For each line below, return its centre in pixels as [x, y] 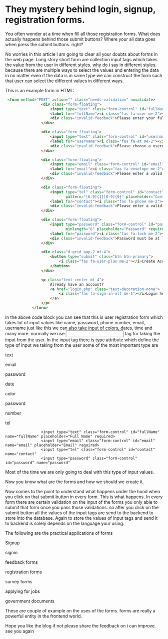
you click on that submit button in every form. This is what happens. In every [84, 497]
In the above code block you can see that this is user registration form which [84, 317]
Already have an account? [77, 284]
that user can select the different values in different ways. [64, 81]
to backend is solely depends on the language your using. [65, 523]
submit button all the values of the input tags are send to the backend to [79, 513]
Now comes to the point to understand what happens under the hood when [83, 491]
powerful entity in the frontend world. [44, 616]
